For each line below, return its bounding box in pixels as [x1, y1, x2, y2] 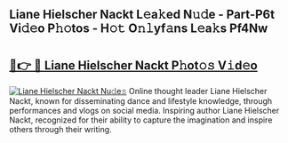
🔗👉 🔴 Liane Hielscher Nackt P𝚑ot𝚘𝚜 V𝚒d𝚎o [9, 58, 258, 73]
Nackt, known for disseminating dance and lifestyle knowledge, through [9, 96, 273, 106]
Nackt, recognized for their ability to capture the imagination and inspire [9, 115, 273, 125]
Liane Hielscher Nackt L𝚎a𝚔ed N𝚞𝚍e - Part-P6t [9, 7, 276, 22]
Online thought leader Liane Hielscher [128, 86, 268, 96]
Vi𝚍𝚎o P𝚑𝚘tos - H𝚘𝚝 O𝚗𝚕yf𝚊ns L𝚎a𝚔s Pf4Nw [9, 21, 268, 36]
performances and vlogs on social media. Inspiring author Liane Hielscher [9, 106, 280, 115]
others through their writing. [9, 124, 113, 134]
